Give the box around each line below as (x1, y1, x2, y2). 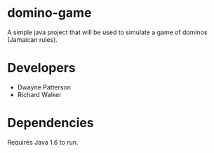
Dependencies (7, 115, 94, 131)
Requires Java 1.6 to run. (7, 138, 79, 146)
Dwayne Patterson (17, 82, 72, 92)
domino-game (7, 5, 92, 21)
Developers (7, 60, 76, 76)
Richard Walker (17, 90, 62, 99)
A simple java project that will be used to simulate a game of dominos (7, 28, 208, 36)
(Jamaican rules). (7, 35, 58, 43)
